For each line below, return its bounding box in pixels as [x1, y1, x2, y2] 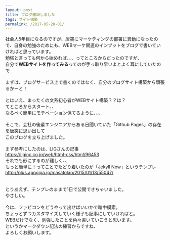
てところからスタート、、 [5, 104, 57, 110]
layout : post [5, 7, 33, 13]
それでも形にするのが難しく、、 [5, 158, 70, 164]
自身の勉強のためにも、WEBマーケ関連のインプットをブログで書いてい [14, 42, 161, 49]
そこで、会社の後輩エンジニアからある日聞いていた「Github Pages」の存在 [5, 122, 162, 128]
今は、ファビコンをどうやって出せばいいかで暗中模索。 [5, 204, 120, 210]
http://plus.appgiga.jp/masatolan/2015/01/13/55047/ [5, 170, 114, 176]
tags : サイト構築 [5, 17, 38, 22]
